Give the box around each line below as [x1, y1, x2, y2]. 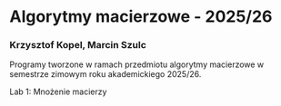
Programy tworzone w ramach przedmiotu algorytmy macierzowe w [9, 59, 265, 70]
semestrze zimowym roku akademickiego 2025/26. [9, 69, 202, 80]
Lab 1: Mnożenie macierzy [9, 86, 107, 97]
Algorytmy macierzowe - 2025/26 [9, 6, 273, 27]
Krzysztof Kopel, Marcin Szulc [9, 39, 147, 52]
